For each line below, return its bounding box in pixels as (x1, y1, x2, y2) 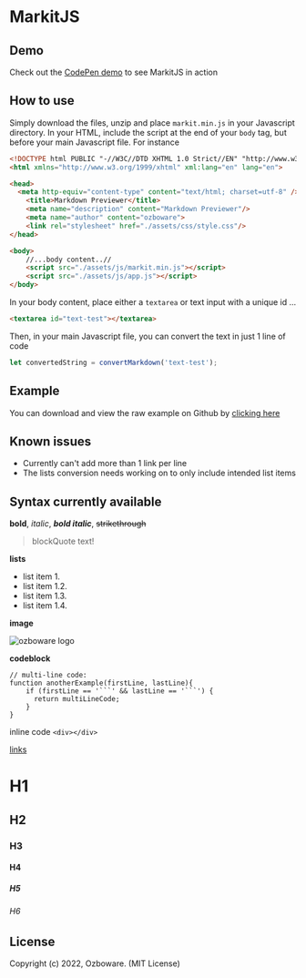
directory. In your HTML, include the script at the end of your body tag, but (9, 127, 287, 138)
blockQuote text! (31, 535, 95, 547)
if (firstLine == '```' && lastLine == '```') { (25, 687, 214, 696)
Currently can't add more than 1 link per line (22, 458, 188, 469)
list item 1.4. (22, 600, 68, 611)
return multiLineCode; (33, 695, 120, 704)
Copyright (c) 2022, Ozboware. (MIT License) (9, 958, 180, 969)
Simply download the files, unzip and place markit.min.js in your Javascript (9, 117, 296, 128)
